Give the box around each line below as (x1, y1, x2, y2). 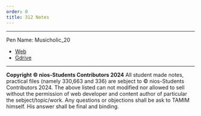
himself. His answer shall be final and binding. (6, 102, 120, 110)
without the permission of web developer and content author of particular (6, 90, 187, 97)
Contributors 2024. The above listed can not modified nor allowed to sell (6, 84, 185, 91)
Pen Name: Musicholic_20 (6, 36, 71, 43)
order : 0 (6, 8, 28, 15)
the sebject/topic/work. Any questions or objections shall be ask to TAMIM (6, 96, 190, 104)
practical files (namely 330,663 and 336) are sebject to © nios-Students (6, 77, 184, 84)
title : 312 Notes (6, 14, 50, 20)
